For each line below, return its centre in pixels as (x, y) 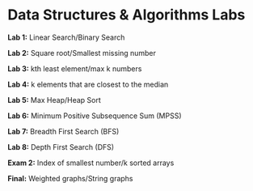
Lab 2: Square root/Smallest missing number (82, 53)
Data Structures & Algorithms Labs (126, 15)
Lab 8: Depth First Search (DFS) (61, 146)
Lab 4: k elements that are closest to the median (88, 84)
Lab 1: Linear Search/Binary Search (66, 37)
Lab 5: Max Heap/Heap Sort (55, 100)
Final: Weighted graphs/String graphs (70, 178)
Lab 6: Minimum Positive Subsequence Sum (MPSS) (95, 116)
